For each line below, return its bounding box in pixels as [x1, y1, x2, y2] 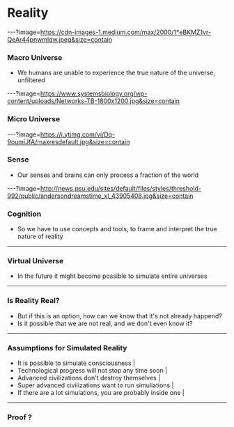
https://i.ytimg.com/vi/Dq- [40, 130, 116, 139]
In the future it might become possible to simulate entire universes [17, 272, 208, 280]
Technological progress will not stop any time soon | [17, 366, 168, 375]
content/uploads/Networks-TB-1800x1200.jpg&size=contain [7, 97, 180, 105]
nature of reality [17, 232, 64, 241]
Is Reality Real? [7, 296, 61, 306]
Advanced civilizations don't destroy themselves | [17, 374, 161, 382]
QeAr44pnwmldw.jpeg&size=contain [7, 35, 113, 43]
